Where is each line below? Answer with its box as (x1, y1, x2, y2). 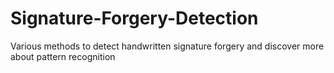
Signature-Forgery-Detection (10, 7, 259, 30)
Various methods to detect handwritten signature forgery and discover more (10, 40, 325, 52)
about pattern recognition (10, 50, 116, 62)
